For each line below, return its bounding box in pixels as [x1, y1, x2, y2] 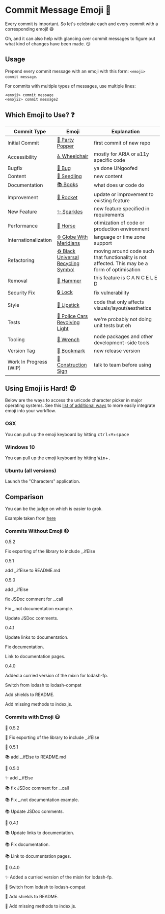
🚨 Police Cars [57, 313, 88, 320]
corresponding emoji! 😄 [5, 26, 54, 32]
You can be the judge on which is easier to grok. [5, 506, 103, 512]
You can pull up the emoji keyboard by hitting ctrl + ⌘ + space [5, 431, 129, 437]
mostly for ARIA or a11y [94, 150, 149, 157]
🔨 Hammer [57, 277, 82, 284]
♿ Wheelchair [57, 153, 88, 160]
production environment [94, 225, 150, 232]
